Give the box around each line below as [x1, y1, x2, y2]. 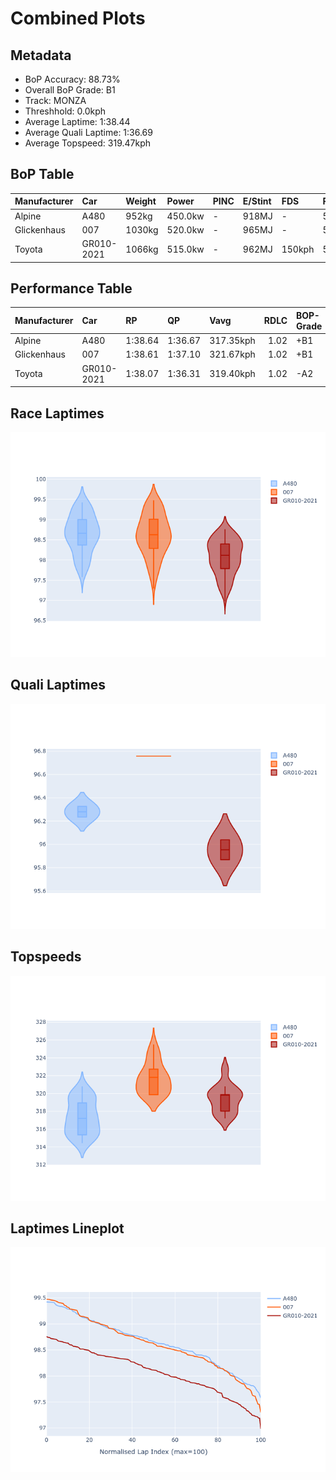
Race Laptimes [10, 405, 105, 422]
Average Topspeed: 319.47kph [24, 137, 152, 149]
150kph [281, 243, 315, 255]
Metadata [10, 47, 72, 64]
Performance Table [10, 280, 133, 297]
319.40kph [209, 368, 256, 380]
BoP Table [10, 166, 75, 183]
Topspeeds [10, 948, 82, 966]
